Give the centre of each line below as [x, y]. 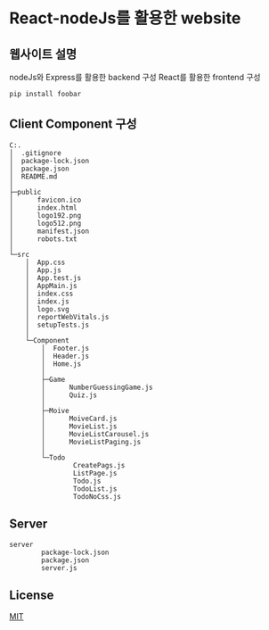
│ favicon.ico [45, 200]
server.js [59, 568]
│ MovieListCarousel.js [95, 434]
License [32, 595]
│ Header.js [65, 356]
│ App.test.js [53, 278]
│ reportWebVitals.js [67, 317]
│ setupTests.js [57, 325]
